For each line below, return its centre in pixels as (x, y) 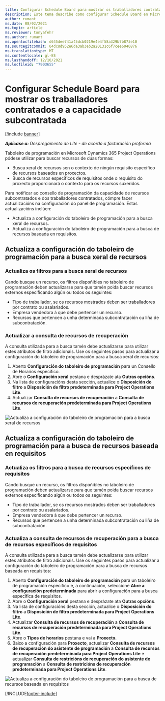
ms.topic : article (24, 28)
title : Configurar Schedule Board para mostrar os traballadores (73, 10)
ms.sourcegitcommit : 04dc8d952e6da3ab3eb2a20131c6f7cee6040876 (71, 46)
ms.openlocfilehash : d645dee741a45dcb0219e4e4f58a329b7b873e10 (71, 42)
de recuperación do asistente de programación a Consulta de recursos (86, 648)
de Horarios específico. (36, 372)
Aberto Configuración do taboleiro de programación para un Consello (84, 366)
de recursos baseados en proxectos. (49, 173)
